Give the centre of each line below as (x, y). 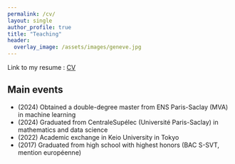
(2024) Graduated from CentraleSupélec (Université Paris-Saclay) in (118, 122)
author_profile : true (40, 27)
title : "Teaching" (35, 34)
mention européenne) (49, 152)
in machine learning (47, 114)
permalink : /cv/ (31, 14)
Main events (35, 90)
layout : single (30, 21)
